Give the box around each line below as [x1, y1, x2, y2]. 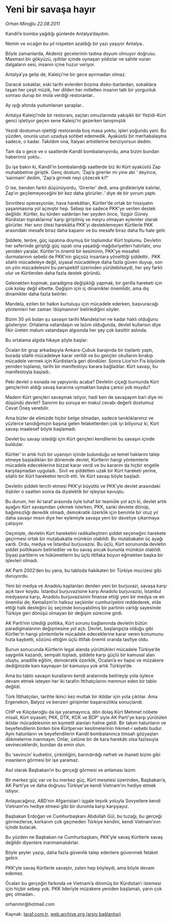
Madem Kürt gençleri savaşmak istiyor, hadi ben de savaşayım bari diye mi [5, 394, 163, 400]
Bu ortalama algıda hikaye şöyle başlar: [5, 337, 88, 343]
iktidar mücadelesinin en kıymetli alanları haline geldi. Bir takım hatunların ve [5, 720, 166, 726]
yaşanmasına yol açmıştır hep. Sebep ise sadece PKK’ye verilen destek [5, 205, 156, 212]
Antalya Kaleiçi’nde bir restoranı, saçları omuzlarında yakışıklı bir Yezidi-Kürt [5, 112, 166, 118]
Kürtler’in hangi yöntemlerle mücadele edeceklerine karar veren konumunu [5, 630, 164, 637]
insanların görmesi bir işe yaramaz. [5, 757, 80, 763]
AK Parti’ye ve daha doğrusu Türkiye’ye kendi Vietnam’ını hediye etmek [5, 782, 157, 789]
